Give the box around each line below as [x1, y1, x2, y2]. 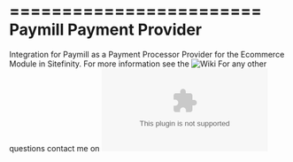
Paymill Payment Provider [9, 19, 202, 40]
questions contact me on [9, 143, 100, 153]
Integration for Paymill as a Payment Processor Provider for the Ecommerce [9, 49, 285, 59]
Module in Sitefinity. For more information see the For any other [9, 58, 267, 69]
